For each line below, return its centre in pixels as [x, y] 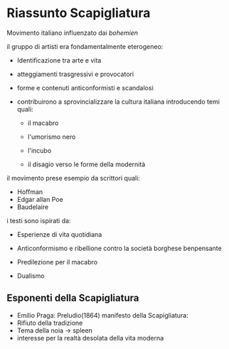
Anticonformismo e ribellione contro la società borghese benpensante [119, 248]
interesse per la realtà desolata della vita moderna [90, 338]
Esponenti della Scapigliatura [73, 298]
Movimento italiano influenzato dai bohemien [73, 33]
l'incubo [39, 150]
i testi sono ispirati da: [39, 220]
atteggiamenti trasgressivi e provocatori [75, 74]
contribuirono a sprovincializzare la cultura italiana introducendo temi [118, 102]
